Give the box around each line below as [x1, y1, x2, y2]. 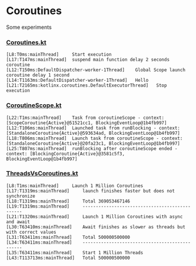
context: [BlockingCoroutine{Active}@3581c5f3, [6, 151, 125, 157]
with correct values [6, 229, 57, 235]
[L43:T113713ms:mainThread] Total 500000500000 [6, 255, 131, 261]
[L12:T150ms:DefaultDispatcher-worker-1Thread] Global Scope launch [6, 67, 185, 73]
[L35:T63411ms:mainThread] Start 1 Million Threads [6, 250, 144, 255]
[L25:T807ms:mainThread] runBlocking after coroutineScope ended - [6, 145, 178, 151]
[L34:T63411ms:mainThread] [6, 240, 72, 245]
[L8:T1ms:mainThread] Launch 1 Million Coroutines [6, 182, 144, 189]
